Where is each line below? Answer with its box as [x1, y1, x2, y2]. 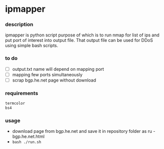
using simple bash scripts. [5, 43, 58, 49]
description [5, 21, 33, 28]
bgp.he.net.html [12, 134, 45, 140]
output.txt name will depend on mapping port [12, 66, 104, 72]
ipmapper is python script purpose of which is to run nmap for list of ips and [5, 32, 160, 38]
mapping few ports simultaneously [12, 71, 83, 77]
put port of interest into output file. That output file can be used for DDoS [5, 37, 153, 43]
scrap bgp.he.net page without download [12, 77, 96, 83]
